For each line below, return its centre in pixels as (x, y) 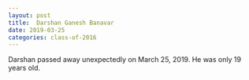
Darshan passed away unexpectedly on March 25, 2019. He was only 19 (125, 60)
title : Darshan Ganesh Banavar (61, 23)
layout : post (30, 15)
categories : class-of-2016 (52, 37)
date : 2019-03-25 (37, 30)
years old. (24, 68)
